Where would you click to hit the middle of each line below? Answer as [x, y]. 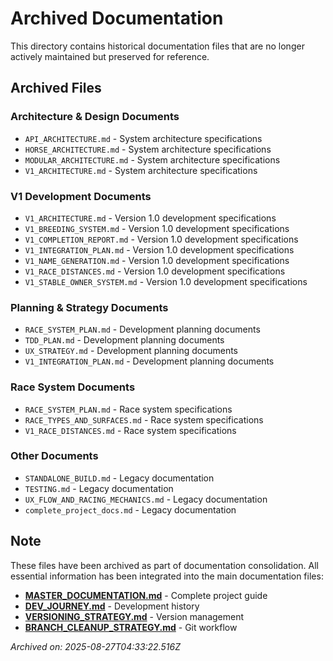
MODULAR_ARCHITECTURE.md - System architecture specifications [152, 159]
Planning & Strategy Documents [89, 307]
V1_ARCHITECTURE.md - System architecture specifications [141, 170]
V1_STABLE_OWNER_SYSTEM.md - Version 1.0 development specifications [166, 281]
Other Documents [54, 456]
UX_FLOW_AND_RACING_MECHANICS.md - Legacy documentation [146, 499]
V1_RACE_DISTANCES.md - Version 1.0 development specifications [155, 271]
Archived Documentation [117, 18]
